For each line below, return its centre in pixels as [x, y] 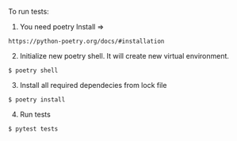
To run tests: [29, 11]
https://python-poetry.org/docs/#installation [86, 41]
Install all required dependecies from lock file [93, 85]
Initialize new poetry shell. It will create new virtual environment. [124, 56]
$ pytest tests [33, 129]
